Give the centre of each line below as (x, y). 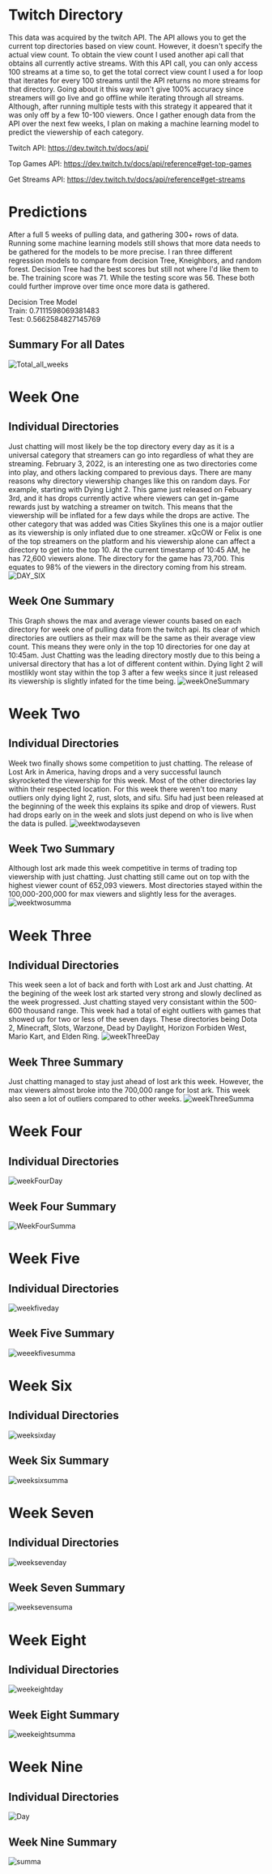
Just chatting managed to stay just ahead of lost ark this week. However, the (136, 1082)
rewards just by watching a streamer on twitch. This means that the (121, 506)
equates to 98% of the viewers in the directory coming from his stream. (127, 567)
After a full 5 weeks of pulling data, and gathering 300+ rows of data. (123, 234)
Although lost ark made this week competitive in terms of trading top (123, 868)
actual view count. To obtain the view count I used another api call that (126, 54)
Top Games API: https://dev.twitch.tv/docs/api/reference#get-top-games (130, 163)
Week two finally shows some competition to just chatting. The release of (131, 763)
